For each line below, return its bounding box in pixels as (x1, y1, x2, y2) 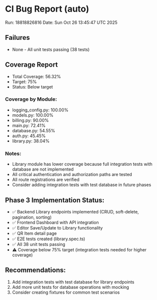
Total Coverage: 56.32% (12, 73, 61, 79)
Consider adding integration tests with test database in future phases (12, 182, 151, 188)
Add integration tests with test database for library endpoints (12, 279, 135, 285)
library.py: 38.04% (12, 138, 50, 144)
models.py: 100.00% (12, 112, 54, 118)
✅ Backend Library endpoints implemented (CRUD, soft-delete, (12, 209, 139, 214)
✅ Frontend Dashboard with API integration (12, 219, 99, 225)
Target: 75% (12, 79, 37, 85)
